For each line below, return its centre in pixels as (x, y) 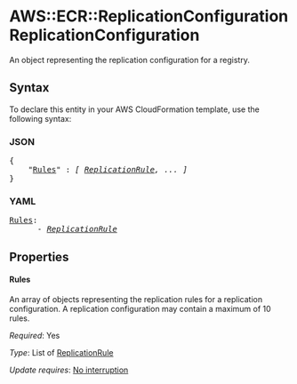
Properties (39, 256)
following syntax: (40, 118)
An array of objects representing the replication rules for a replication (136, 299)
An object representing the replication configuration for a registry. (130, 60)
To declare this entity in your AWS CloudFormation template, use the (134, 109)
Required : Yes (35, 335)
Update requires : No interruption (69, 370)
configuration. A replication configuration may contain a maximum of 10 (140, 308)
